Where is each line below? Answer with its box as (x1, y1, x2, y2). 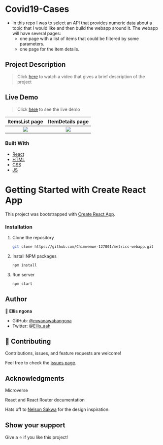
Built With (5, 140, 30, 147)
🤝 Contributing (5, 337, 51, 346)
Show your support (5, 421, 65, 429)
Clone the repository (12, 235, 54, 241)
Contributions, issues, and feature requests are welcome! (5, 350, 122, 356)
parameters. (19, 41, 45, 46)
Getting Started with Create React (5, 184, 146, 196)
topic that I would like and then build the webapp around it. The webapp (12, 25, 159, 31)
